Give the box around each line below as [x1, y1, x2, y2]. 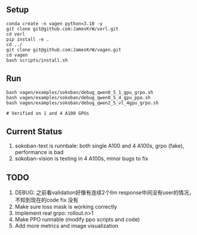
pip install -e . [6, 36, 50, 42]
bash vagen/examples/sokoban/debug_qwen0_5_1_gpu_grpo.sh [6, 89, 153, 95]
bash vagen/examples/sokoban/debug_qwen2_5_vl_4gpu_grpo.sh [6, 100, 159, 106]
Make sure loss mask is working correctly [14, 203, 118, 210]
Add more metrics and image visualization [14, 222, 119, 230]
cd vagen [6, 52, 28, 58]
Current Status [6, 127, 63, 137]
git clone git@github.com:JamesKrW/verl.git [6, 26, 119, 32]
